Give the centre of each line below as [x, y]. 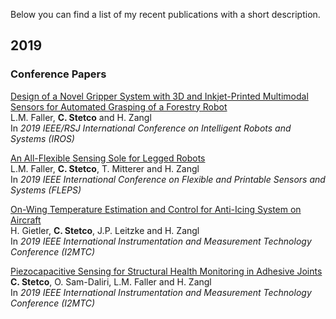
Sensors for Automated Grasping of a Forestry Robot [119, 106]
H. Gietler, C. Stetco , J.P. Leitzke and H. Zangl [105, 230]
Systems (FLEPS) [46, 190]
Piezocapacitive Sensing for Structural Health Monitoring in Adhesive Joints [166, 271]
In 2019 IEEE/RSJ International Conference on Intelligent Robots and [151, 128]
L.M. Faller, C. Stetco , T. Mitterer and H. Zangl [105, 168]
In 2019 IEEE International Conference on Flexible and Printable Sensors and [168, 179]
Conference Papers [58, 74]
